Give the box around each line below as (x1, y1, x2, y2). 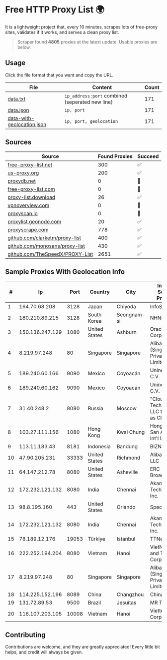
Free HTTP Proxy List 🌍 (5, 4, 105, 15)
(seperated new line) (64, 98, 113, 105)
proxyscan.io (7, 210, 38, 217)
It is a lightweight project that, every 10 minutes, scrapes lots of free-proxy (5, 23, 158, 30)
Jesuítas (116, 599, 137, 606)
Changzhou (116, 591, 144, 598)
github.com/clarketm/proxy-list (7, 234, 81, 241)
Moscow (116, 405, 137, 412)
